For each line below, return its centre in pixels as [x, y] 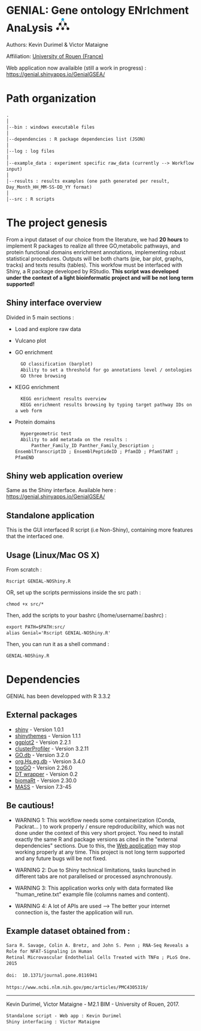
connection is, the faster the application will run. [74, 912]
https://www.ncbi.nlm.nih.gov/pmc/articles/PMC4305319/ [77, 988]
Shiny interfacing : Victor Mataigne [53, 1022]
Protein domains [35, 422]
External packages [42, 715]
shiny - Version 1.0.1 [39, 729]
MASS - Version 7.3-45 [43, 786]
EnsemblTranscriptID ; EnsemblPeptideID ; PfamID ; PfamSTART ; [97, 451]
